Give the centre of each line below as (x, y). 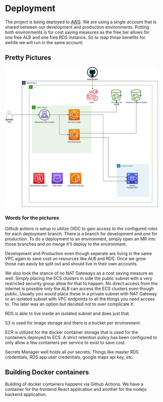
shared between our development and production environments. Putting (77, 27)
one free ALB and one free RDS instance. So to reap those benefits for (75, 37)
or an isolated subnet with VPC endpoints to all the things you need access (80, 299)
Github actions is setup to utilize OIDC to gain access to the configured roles (81, 228)
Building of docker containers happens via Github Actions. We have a (74, 384)
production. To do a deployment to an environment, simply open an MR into (81, 239)
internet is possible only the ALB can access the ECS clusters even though (80, 289)
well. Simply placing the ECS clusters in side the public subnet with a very (79, 278)
